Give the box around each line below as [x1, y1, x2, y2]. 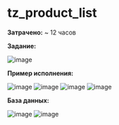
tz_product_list [7, 5, 97, 21]
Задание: [7, 41, 37, 50]
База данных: [7, 96, 49, 105]
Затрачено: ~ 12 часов [7, 28, 76, 37]
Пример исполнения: [7, 69, 74, 77]
